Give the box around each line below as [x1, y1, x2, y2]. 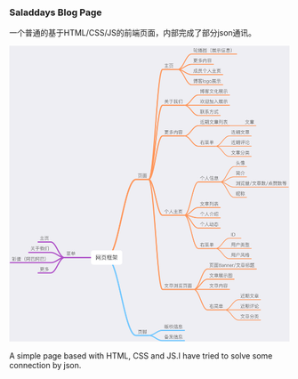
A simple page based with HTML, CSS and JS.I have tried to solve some [9, 350, 273, 361]
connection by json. [9, 359, 82, 370]
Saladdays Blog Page [9, 6, 102, 19]
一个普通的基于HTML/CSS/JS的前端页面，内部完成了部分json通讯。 [9, 28, 256, 38]
